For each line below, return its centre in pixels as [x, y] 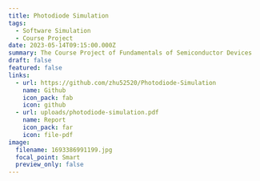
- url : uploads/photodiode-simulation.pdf [87, 113]
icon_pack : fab [48, 98]
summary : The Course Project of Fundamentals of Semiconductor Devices [130, 53]
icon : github [44, 105]
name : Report [44, 120]
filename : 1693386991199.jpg [64, 150]
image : [19, 142]
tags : [17, 23]
